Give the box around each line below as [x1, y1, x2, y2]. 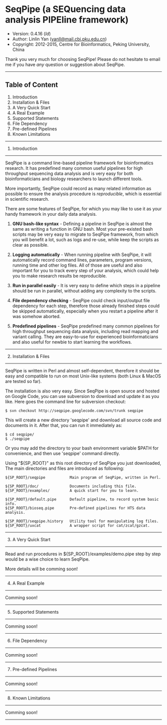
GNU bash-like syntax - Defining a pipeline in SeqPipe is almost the [12, 221, 152, 227]
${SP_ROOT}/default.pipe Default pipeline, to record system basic [5, 497, 159, 502]
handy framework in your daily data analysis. [5, 211, 97, 217]
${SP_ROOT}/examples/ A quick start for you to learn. [5, 488, 139, 493]
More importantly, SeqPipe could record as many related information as [5, 185, 152, 191]
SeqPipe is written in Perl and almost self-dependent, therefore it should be [5, 367, 160, 373]
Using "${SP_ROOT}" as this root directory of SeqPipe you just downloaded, [5, 460, 162, 466]
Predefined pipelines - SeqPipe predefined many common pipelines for [12, 323, 160, 329]
